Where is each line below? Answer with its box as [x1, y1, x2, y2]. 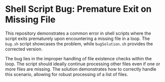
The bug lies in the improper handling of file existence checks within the [5, 55, 152, 61]
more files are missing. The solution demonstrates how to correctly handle [5, 66, 157, 72]
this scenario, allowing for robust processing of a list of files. [5, 71, 128, 77]
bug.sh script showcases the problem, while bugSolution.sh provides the [5, 41, 153, 46]
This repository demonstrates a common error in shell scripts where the [5, 30, 152, 36]
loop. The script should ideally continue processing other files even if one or [5, 61, 161, 67]
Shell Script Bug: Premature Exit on [5, 3, 152, 15]
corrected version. [5, 46, 43, 52]
